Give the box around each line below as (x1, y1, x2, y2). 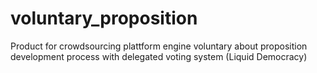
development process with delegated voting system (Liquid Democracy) (10, 50, 308, 62)
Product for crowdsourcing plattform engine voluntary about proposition (10, 40, 308, 52)
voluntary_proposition (10, 7, 198, 30)
